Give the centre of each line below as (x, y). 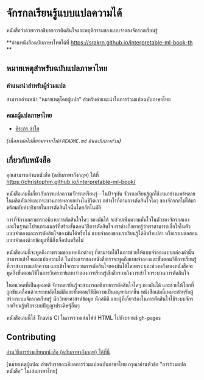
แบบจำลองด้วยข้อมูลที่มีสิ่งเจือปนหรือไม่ (45, 240)
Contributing (31, 337)
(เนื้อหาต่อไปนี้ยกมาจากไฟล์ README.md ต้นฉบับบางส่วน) (64, 141)
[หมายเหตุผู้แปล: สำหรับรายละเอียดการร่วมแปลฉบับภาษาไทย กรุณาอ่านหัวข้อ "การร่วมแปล (96, 364)
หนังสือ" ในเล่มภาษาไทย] (32, 371)
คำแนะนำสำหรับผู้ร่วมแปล (36, 86)
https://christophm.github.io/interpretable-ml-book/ (71, 181)
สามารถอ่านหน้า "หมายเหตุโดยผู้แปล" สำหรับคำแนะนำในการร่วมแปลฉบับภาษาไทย (89, 99)
